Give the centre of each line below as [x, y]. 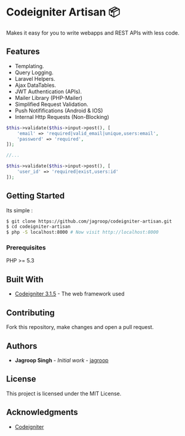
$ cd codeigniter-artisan [38, 227]
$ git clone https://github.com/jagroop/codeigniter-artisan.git [89, 221]
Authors [22, 346]
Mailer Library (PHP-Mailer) [48, 97]
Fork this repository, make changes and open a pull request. [80, 327]
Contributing [30, 312]
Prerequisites [26, 248]
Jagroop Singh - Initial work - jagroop [61, 360]
